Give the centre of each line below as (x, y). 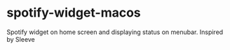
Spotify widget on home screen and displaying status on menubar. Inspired (115, 32)
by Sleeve (21, 39)
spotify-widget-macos (74, 13)
